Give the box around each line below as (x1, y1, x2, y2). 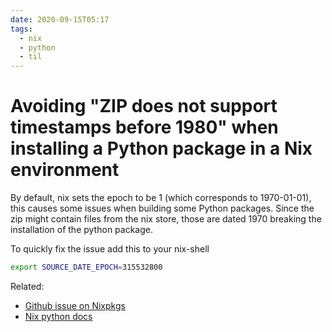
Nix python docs (24, 310, 93, 322)
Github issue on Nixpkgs (24, 299, 126, 311)
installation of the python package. (10, 224, 153, 236)
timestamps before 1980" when (10, 116, 279, 139)
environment (10, 159, 120, 181)
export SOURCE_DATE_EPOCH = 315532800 (10, 262, 163, 273)
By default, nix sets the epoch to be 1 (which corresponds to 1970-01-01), (10, 192, 312, 204)
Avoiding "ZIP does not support (10, 95, 278, 118)
